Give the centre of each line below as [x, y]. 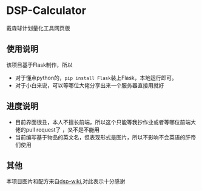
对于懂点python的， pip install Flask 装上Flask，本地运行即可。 [96, 78]
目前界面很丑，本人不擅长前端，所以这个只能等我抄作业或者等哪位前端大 [105, 122]
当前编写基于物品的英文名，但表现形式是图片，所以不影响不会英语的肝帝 [105, 137]
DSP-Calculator [46, 11]
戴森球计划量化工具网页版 [38, 28]
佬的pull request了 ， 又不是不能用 [57, 129]
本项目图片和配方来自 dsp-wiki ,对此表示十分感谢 [66, 181]
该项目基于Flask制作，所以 [39, 65]
